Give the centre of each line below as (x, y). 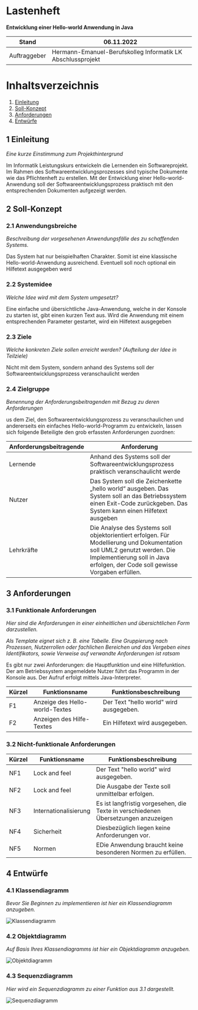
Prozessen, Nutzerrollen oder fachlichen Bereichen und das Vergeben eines (98, 647)
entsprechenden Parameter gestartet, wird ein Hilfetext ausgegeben (89, 321)
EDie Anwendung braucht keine (140, 845)
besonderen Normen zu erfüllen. (141, 853)
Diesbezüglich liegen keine (133, 828)
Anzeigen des (52, 719)
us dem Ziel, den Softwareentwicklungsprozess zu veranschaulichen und (95, 420)
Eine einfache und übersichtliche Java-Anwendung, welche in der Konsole (96, 308)
